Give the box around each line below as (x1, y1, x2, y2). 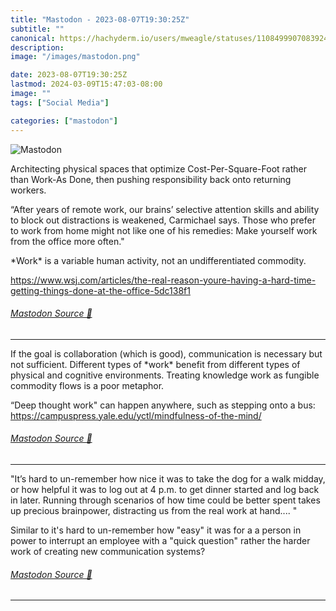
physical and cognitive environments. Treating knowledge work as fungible (10, 369, 320, 381)
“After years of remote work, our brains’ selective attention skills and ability (10, 203, 320, 215)
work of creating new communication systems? (10, 545, 206, 557)
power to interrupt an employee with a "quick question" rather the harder (10, 534, 311, 546)
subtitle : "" (10, 24, 65, 34)
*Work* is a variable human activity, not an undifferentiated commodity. (10, 254, 307, 266)
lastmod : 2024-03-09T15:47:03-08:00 (10, 79, 163, 90)
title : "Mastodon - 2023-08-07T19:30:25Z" (10, 14, 190, 25)
